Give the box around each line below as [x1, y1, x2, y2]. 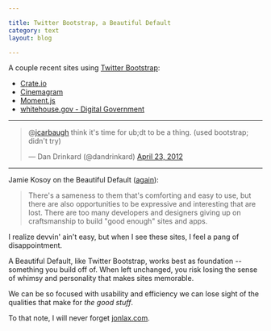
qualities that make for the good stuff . [8, 298, 134, 308]
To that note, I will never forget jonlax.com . [8, 313, 151, 323]
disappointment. [8, 241, 63, 250]
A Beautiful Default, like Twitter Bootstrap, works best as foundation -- [8, 256, 242, 266]
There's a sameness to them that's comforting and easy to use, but [27, 191, 252, 200]
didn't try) [27, 136, 62, 146]
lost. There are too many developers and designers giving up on [27, 207, 241, 218]
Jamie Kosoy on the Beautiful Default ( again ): [8, 175, 159, 185]
